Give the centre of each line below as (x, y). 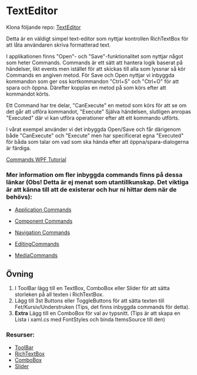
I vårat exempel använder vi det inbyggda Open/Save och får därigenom (94, 129)
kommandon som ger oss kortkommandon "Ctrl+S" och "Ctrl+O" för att (93, 81)
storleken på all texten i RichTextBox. (59, 295)
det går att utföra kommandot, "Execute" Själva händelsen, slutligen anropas (98, 111)
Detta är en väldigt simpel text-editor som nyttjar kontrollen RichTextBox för (97, 38)
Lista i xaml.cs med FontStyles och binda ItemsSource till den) (90, 320)
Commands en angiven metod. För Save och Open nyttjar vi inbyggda (90, 75)
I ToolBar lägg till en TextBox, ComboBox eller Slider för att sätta (92, 288)
